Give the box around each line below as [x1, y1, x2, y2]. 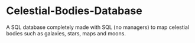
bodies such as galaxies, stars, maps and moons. [6, 29, 126, 37]
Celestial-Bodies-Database [6, 4, 143, 18]
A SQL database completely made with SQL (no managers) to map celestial [6, 24, 189, 31]
